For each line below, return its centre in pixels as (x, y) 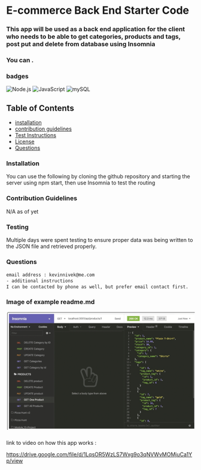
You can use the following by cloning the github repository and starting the (98, 177)
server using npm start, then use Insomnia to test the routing (81, 183)
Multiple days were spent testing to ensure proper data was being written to (100, 240)
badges (17, 76)
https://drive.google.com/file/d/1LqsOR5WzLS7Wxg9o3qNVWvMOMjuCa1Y (99, 454)
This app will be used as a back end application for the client (96, 29)
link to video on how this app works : (51, 442)
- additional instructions (40, 281)
